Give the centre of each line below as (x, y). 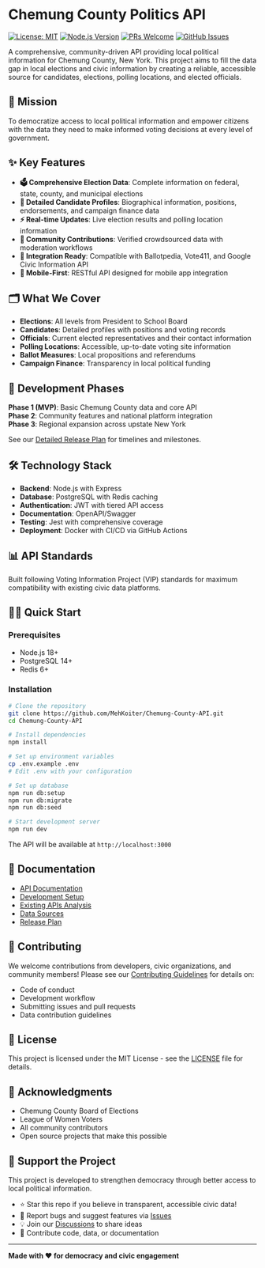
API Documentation (51, 888)
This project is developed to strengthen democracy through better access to (132, 1180)
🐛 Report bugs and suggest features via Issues (95, 1216)
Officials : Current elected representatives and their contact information (136, 339)
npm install (28, 742)
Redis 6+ (34, 669)
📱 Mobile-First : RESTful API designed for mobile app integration (124, 273)
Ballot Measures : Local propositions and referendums (107, 355)
